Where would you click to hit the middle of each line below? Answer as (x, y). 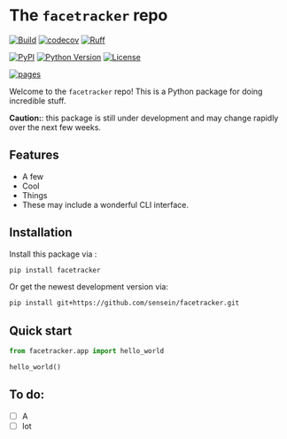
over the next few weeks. (55, 127)
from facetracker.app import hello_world (87, 351)
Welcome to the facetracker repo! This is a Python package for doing (136, 91)
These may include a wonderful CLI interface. (105, 204)
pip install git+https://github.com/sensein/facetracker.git (124, 303)
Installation (41, 232)
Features (34, 155)
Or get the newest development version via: (89, 287)
